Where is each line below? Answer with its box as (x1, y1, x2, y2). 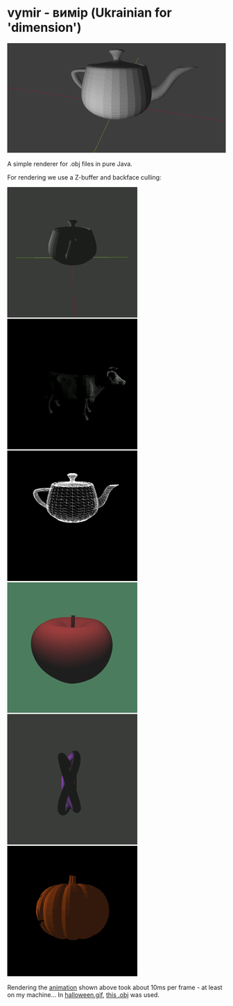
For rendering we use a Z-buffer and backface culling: (7, 173, 162, 182)
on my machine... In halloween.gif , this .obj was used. (7, 990, 159, 999)
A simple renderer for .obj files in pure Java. (7, 159, 133, 168)
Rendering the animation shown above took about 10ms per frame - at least (7, 983, 223, 991)
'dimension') (7, 19, 82, 35)
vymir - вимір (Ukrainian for (7, 5, 172, 21)
